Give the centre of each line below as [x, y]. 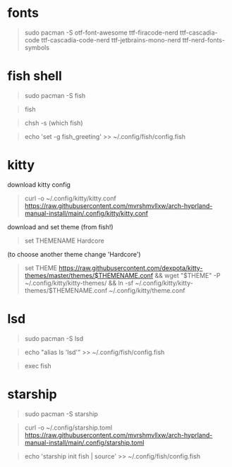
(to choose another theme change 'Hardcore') [74, 254]
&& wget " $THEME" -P [188, 275]
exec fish [38, 365]
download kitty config [39, 184]
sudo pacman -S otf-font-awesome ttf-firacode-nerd [101, 32]
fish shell [35, 76]
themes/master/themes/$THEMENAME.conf [89, 275]
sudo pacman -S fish [55, 95]
